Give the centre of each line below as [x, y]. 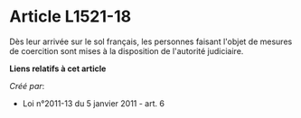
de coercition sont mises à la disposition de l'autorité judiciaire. [127, 50]
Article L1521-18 [71, 17]
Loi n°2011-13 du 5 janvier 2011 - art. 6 [94, 103]
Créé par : [27, 86]
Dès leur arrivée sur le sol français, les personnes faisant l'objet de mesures [151, 41]
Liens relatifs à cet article [58, 68]
